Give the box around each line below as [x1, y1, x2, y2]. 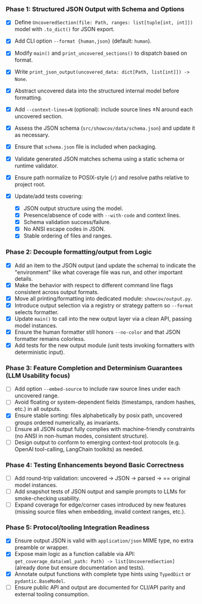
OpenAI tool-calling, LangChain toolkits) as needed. [14, 445, 144, 452]
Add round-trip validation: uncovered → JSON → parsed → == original [14, 474, 190, 482]
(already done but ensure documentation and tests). [14, 564, 145, 571]
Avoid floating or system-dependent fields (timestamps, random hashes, [14, 398, 196, 406]
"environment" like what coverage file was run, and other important [14, 269, 183, 276]
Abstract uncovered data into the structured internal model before [14, 87, 180, 94]
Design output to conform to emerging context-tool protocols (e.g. [14, 438, 180, 446]
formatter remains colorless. [14, 335, 86, 342]
